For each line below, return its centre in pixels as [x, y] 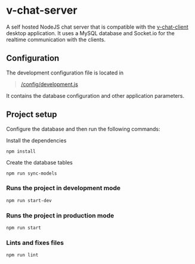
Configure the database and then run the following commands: [83, 129]
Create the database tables [39, 162]
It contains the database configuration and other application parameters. [95, 95]
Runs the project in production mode [60, 215]
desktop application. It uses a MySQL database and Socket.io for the [90, 33]
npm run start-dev [29, 200]
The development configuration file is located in [65, 73]
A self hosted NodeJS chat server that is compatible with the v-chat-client [97, 27]
